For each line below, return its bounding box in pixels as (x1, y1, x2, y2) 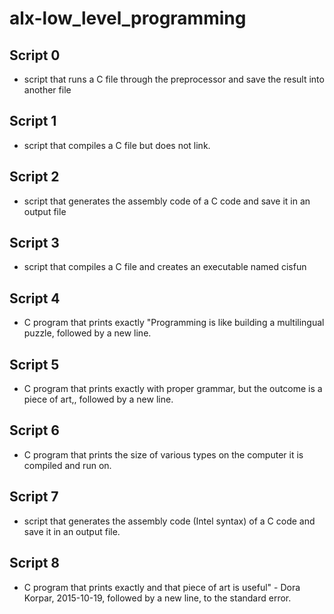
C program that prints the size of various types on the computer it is (23, 448, 304, 461)
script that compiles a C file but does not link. (23, 139, 211, 151)
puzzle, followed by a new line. (23, 327, 152, 339)
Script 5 (9, 356, 60, 373)
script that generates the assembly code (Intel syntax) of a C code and (23, 515, 316, 527)
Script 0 (9, 47, 61, 64)
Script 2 (9, 168, 60, 186)
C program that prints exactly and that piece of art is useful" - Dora (23, 581, 301, 593)
